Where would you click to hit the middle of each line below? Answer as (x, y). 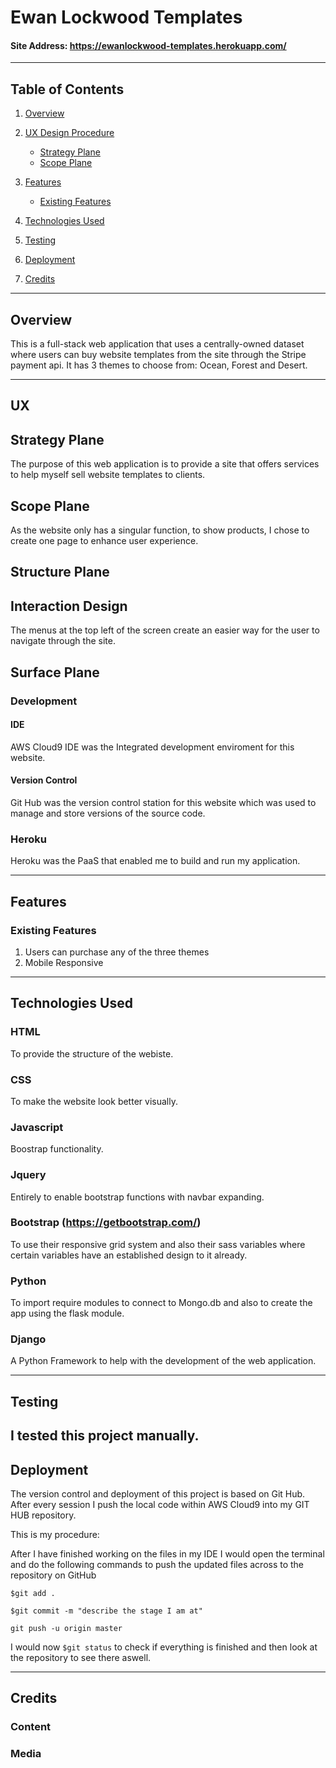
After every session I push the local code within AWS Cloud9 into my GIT (160, 1504)
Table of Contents (67, 89)
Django (28, 1339)
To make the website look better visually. (94, 1101)
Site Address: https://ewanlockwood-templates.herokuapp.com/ (148, 45)
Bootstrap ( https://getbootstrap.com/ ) (106, 1223)
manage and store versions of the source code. (108, 813)
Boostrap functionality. (57, 1149)
